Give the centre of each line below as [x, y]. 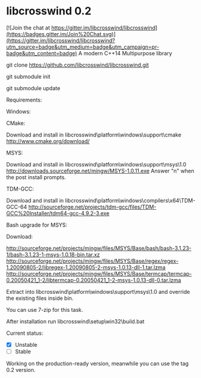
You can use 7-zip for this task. [45, 309]
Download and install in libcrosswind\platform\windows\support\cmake [94, 135]
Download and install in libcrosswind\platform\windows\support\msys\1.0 [96, 164]
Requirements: [24, 100]
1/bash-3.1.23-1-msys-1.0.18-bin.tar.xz [53, 254]
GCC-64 [17, 207]
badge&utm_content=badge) [42, 53]
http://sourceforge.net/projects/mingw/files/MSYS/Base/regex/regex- [92, 261]
